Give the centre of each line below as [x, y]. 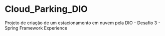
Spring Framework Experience [36, 28]
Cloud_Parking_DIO [46, 9]
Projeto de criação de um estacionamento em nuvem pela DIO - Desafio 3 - [83, 23]
